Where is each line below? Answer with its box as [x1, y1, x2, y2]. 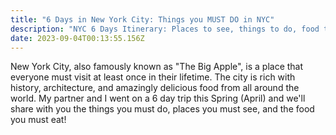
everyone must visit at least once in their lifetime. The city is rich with [10, 71, 296, 83]
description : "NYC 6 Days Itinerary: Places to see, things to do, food [10, 24, 320, 34]
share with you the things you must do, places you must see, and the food [10, 103, 315, 115]
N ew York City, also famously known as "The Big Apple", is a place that [10, 61, 304, 73]
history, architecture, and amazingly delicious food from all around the [10, 82, 300, 94]
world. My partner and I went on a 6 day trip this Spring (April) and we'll [10, 92, 306, 105]
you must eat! [10, 114, 67, 126]
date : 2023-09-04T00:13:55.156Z [10, 33, 145, 43]
